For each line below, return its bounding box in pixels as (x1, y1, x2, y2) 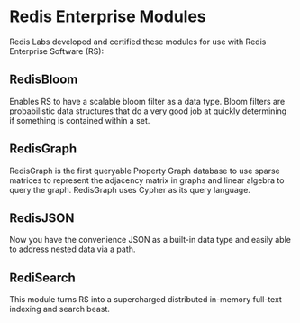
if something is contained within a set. (9, 115, 150, 125)
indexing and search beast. (9, 304, 111, 315)
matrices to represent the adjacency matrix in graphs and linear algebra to (9, 174, 285, 186)
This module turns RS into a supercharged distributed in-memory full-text (9, 294, 282, 305)
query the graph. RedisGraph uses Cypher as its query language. (9, 184, 250, 195)
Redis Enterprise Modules (9, 6, 207, 27)
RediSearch (9, 270, 77, 285)
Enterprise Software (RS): (9, 45, 105, 56)
